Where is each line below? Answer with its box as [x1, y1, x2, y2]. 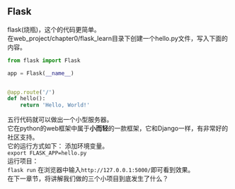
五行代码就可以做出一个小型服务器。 [7, 116, 113, 124]
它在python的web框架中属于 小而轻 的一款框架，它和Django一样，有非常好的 [7, 124, 229, 133]
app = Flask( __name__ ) [7, 70, 74, 77]
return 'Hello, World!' [20, 102, 91, 109]
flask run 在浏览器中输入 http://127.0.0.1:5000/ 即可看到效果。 [7, 166, 195, 174]
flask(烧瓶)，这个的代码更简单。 [7, 25, 101, 34]
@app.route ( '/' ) [7, 88, 55, 96]
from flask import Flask [7, 56, 81, 64]
